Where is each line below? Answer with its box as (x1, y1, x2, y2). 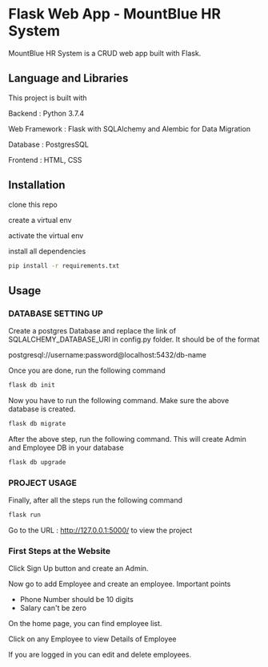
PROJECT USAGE (8, 477, 78, 488)
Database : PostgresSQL (8, 139, 90, 149)
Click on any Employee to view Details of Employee (8, 634, 177, 644)
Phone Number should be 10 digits (19, 595, 134, 604)
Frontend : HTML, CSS (8, 155, 82, 164)
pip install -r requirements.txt (8, 261, 120, 269)
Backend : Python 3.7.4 (8, 108, 85, 118)
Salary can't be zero (19, 603, 86, 613)
